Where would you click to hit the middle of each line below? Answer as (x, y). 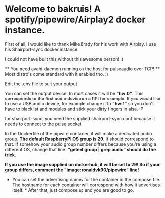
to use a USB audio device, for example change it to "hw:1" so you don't (80, 103)
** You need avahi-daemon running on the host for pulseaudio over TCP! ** (82, 69)
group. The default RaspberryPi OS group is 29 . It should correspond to (80, 139)
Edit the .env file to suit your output (41, 84)
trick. (11, 155)
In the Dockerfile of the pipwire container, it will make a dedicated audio (79, 133)
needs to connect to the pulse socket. (44, 124)
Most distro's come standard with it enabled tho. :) (57, 74)
